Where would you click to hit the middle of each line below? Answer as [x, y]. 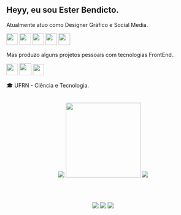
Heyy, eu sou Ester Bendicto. [63, 10]
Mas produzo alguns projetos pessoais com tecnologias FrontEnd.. [90, 55]
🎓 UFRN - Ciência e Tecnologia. [48, 85]
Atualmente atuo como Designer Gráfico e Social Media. [77, 25]
